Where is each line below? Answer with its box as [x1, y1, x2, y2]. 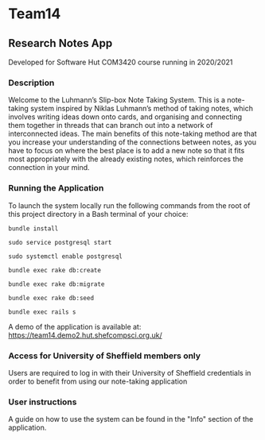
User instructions [8, 396, 77, 407]
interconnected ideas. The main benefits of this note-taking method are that [8, 129, 257, 139]
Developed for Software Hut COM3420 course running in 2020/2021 [8, 57, 233, 67]
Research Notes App [8, 37, 113, 50]
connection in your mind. [8, 163, 90, 172]
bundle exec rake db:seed [8, 294, 94, 302]
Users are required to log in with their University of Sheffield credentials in [8, 368, 251, 377]
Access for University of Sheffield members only [8, 350, 201, 361]
